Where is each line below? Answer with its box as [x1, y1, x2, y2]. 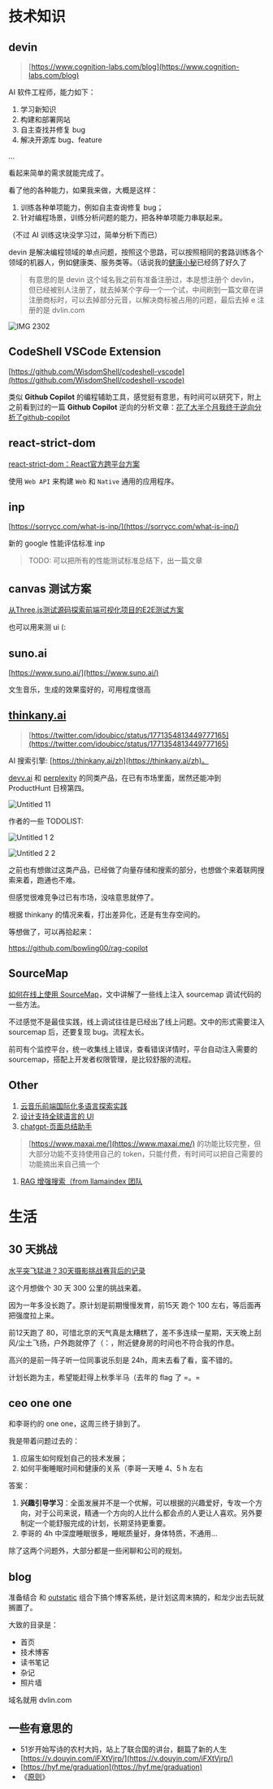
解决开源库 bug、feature [19, 135, 103, 145]
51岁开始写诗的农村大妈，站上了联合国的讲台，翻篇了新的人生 [19, 1744, 227, 1754]
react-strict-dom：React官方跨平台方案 [8, 458, 141, 468]
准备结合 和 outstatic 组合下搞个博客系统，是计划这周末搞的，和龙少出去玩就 [8, 1592, 264, 1602]
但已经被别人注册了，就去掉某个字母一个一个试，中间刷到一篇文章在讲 [28, 285, 264, 294]
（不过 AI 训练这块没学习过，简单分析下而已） [8, 230, 162, 240]
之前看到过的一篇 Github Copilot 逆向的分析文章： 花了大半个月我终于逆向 [8, 402, 254, 411]
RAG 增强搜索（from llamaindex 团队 [19, 1176, 143, 1186]
